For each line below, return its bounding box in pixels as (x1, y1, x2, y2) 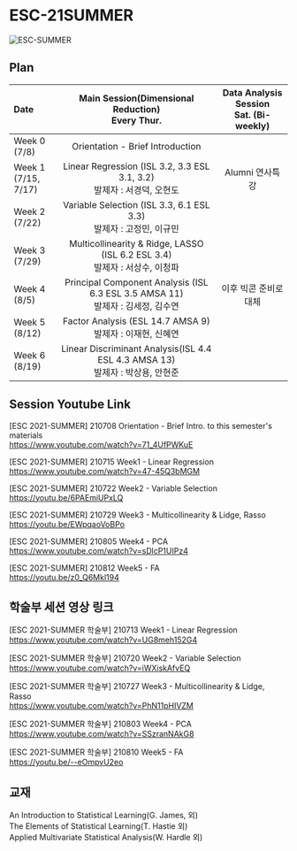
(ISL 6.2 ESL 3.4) (101, 249, 172, 261)
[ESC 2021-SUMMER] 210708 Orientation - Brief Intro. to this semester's (9, 420, 272, 431)
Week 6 (13, 349, 46, 361)
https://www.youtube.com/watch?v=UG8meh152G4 (9, 634, 197, 646)
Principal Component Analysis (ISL (65, 276, 209, 288)
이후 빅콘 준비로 (221, 282, 284, 295)
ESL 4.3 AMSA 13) (96, 353, 176, 365)
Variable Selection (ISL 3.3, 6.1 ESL (63, 198, 210, 211)
